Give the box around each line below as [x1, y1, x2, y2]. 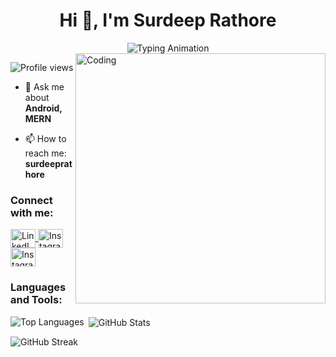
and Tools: [10, 293, 63, 307]
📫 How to [24, 132, 67, 144]
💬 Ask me [24, 80, 65, 93]
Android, [24, 102, 63, 114]
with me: [10, 205, 54, 219]
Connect [10, 193, 53, 207]
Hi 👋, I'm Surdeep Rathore [59, 9, 277, 32]
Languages [10, 280, 67, 294]
